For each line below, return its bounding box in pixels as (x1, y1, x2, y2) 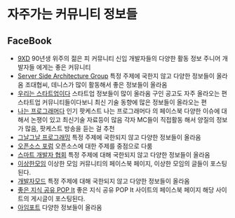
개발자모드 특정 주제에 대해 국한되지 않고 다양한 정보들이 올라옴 (17, 177, 190, 185)
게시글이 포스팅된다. (30, 194, 86, 203)
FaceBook (7, 34, 52, 46)
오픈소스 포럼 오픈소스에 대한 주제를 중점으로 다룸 (17, 142, 153, 150)
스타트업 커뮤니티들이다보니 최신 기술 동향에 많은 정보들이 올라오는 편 (17, 98, 207, 106)
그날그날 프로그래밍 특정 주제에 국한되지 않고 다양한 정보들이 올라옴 (17, 133, 201, 141)
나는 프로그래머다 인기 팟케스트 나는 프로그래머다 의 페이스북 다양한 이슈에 (17, 107, 220, 115)
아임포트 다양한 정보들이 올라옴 (17, 203, 102, 211)
